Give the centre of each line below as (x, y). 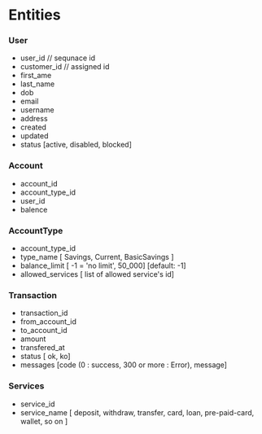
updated (34, 136)
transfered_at (42, 348)
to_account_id (44, 331)
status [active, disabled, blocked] (76, 145)
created (33, 127)
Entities (35, 15)
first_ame (36, 76)
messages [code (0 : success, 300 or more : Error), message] (124, 365)
